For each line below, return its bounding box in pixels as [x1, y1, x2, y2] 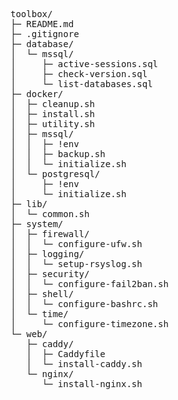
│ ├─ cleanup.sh [10, 99, 95, 109]
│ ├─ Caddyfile [26, 349, 106, 359]
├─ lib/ [10, 199, 48, 209]
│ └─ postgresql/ [10, 169, 101, 179]
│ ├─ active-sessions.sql [10, 59, 159, 69]
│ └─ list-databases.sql [10, 79, 153, 89]
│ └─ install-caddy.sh [26, 359, 143, 369]
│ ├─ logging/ [10, 249, 85, 259]
